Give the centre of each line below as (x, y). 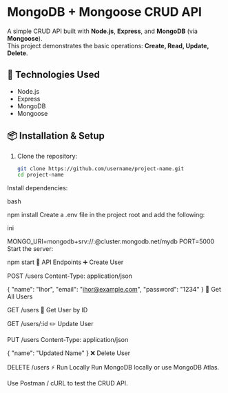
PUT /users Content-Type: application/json (68, 340)
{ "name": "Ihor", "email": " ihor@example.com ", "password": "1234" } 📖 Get (114, 290)
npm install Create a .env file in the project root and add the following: (106, 215)
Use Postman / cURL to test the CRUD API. (68, 383)
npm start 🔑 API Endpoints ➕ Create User (65, 262)
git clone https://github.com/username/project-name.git (101, 169)
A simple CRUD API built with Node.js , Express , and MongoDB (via (103, 31)
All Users (20, 296)
